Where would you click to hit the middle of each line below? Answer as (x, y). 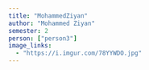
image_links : (30, 46)
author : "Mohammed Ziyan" (52, 23)
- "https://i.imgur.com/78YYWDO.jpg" (79, 53)
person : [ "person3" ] (43, 38)
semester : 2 (28, 31)
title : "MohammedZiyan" (48, 16)
